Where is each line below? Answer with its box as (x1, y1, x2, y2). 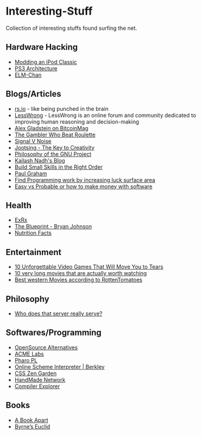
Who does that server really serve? (14, 310, 103, 317)
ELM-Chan (14, 71, 42, 79)
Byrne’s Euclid (14, 423, 50, 430)
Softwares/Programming (5, 328, 102, 338)
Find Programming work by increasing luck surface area (14, 176, 156, 183)
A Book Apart (14, 416, 49, 424)
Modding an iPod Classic (14, 58, 77, 65)
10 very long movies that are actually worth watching (14, 270, 147, 277)
